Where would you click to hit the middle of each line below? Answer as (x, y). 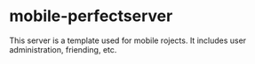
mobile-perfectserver (91, 16)
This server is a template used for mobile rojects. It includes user (128, 40)
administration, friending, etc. (63, 49)
